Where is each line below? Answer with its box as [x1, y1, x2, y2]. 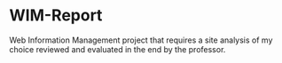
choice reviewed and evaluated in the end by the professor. [9, 43, 226, 54]
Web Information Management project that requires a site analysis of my [9, 35, 273, 45]
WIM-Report [9, 5, 103, 26]
